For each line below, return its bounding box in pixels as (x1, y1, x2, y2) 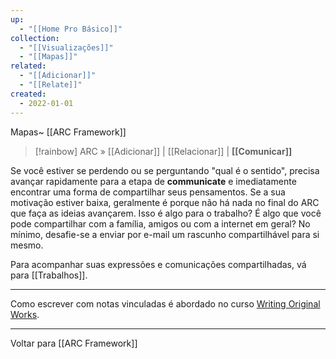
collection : (10, 33, 60, 43)
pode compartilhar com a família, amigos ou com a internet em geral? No (10, 217, 311, 230)
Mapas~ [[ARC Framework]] (10, 126, 127, 138)
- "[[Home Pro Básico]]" (19, 24, 123, 34)
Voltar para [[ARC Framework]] (10, 337, 138, 349)
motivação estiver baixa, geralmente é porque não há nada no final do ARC (10, 196, 320, 208)
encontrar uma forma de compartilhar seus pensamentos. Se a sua (10, 186, 286, 198)
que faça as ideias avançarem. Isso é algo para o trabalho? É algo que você (10, 207, 322, 219)
